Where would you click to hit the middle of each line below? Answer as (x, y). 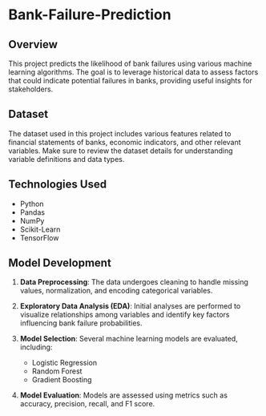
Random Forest (57, 371)
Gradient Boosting (62, 380)
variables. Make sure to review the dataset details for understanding (121, 151)
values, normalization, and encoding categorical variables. (116, 291)
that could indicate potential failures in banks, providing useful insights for (130, 81)
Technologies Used (57, 185)
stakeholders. (31, 89)
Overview (33, 44)
